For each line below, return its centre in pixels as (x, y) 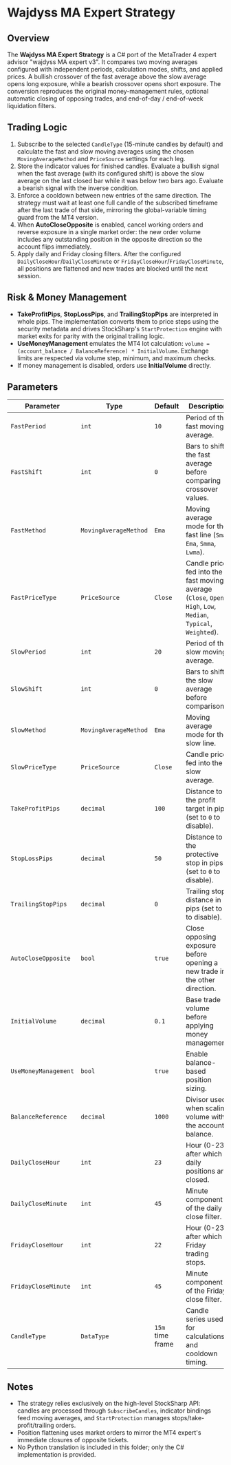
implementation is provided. (56, 1455)
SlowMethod (28, 730)
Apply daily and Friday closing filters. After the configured (99, 253)
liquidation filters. (32, 106)
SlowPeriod (28, 652)
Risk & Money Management (67, 298)
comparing (203, 481)
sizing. (196, 1088)
